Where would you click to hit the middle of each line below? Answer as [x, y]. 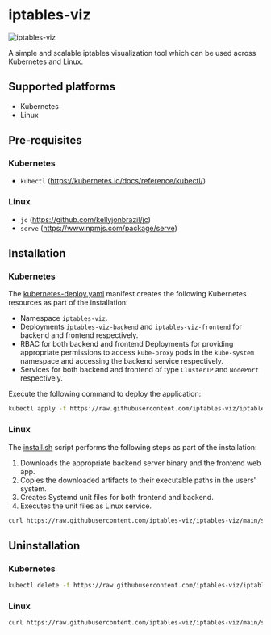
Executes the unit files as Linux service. [85, 506]
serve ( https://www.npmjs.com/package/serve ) [98, 228]
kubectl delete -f [39, 586]
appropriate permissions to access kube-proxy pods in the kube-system [137, 352]
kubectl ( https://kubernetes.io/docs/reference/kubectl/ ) [113, 181]
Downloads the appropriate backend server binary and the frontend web [140, 463]
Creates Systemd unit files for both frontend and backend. [117, 497]
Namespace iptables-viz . [64, 318]
